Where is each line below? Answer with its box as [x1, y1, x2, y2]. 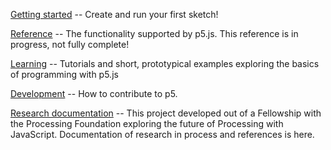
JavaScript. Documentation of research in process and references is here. [10, 129, 315, 140]
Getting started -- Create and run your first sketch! [10, 9, 219, 20]
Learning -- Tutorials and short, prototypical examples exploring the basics [10, 58, 320, 69]
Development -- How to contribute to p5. [10, 88, 178, 99]
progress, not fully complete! [10, 39, 130, 50]
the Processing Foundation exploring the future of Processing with [10, 118, 284, 129]
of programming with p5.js [10, 69, 119, 80]
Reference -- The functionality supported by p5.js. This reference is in [10, 28, 299, 39]
